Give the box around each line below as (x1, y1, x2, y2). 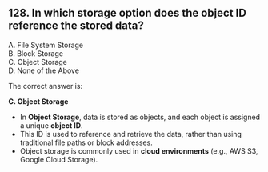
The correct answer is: (8, 81, 82, 90)
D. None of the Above (8, 66, 80, 75)
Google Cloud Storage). (19, 154, 98, 164)
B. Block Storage (8, 48, 64, 58)
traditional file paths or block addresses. (19, 138, 154, 147)
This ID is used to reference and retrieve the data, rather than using (19, 129, 242, 138)
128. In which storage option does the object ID (8, 6, 246, 20)
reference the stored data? (8, 19, 144, 33)
